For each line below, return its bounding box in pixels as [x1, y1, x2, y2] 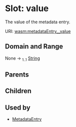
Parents [5, 70, 29, 79]
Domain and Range [5, 42, 63, 51]
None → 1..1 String [5, 55, 40, 62]
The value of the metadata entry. [5, 19, 70, 25]
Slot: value [5, 3, 49, 14]
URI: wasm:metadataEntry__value [5, 28, 71, 34]
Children [5, 87, 31, 95]
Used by [5, 103, 30, 111]
